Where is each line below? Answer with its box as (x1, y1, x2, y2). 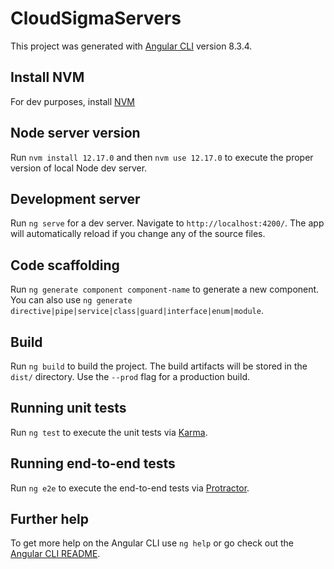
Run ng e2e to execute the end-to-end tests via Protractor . (10, 482, 250, 494)
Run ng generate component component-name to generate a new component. (10, 283, 320, 296)
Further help (10, 511, 90, 528)
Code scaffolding (10, 257, 120, 274)
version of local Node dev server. (10, 162, 148, 174)
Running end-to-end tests (10, 455, 176, 472)
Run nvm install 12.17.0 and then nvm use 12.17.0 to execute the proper (10, 151, 314, 163)
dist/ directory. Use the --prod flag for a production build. (10, 371, 250, 382)
